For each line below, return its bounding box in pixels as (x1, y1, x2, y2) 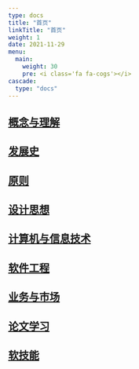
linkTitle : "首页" (8, 26, 66, 34)
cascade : (8, 77, 37, 85)
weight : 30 (22, 63, 58, 71)
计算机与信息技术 (8, 232, 91, 246)
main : (15, 56, 34, 64)
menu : (8, 48, 26, 56)
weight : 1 (8, 33, 41, 42)
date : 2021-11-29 (8, 41, 65, 49)
